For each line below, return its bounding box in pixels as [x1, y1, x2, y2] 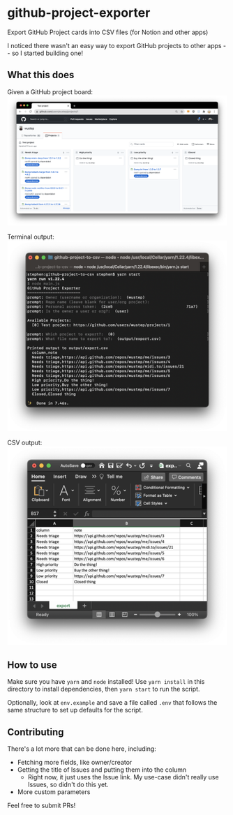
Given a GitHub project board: [7, 87, 93, 96]
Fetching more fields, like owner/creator [17, 758, 133, 766]
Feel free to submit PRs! [7, 801, 76, 809]
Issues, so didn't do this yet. [27, 780, 110, 788]
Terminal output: [7, 232, 54, 241]
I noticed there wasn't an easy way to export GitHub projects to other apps [7, 41, 222, 50]
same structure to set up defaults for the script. [7, 706, 143, 715]
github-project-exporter [7, 5, 151, 21]
